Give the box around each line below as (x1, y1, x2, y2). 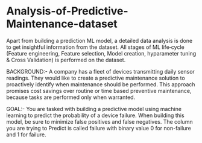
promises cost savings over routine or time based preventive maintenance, (6, 87, 192, 94)
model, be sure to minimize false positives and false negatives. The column (6, 118, 193, 125)
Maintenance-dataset (6, 17, 118, 31)
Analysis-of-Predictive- (6, 4, 128, 18)
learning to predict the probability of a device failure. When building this (6, 112, 185, 119)
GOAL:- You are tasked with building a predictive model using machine (6, 105, 182, 112)
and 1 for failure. (6, 131, 46, 138)
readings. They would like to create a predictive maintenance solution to (6, 74, 185, 81)
